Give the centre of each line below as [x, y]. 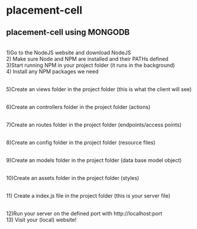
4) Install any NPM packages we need [52, 71]
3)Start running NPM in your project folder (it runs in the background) [91, 65]
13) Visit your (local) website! [41, 220]
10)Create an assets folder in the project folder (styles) [73, 178]
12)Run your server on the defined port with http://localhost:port [84, 213]
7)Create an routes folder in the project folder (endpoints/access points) [94, 125]
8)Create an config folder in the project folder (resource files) [81, 142]
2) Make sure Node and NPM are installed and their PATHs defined [87, 59]
